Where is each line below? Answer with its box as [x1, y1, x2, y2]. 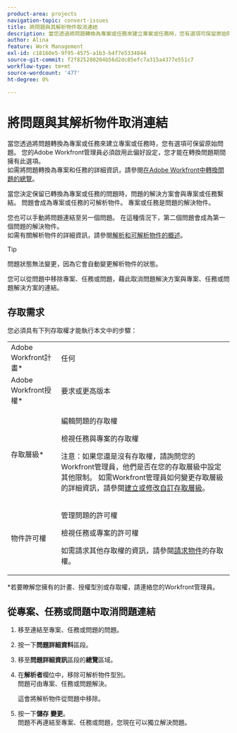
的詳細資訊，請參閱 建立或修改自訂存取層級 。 [61, 483, 209, 493]
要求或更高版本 [61, 386, 111, 396]
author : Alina [7, 37, 49, 44]
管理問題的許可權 [61, 511, 118, 521]
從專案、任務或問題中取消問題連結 [7, 605, 156, 617]
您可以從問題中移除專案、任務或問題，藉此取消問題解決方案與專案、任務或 [7, 274, 224, 283]
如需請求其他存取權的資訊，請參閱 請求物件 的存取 [61, 546, 224, 556]
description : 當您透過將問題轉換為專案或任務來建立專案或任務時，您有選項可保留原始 [7, 30, 227, 37]
